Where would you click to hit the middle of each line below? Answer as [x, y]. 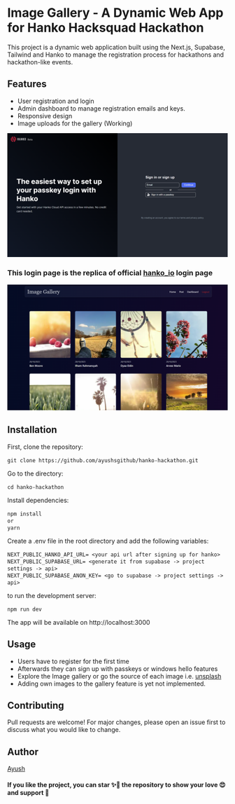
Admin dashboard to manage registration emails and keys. [101, 108]
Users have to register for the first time [73, 661]
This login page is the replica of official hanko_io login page [110, 273]
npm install [24, 514]
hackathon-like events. [40, 62]
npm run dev [24, 609]
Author [23, 752]
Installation [32, 430]
